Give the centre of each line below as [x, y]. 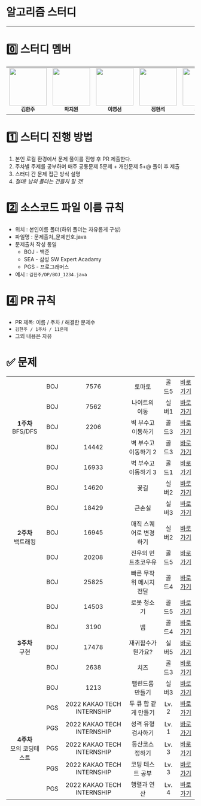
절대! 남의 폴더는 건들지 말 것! [49, 181]
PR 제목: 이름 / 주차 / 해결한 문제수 [55, 322]
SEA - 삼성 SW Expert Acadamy [63, 259]
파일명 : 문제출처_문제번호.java [51, 237]
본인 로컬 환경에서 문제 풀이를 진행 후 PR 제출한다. [73, 159]
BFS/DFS [25, 431]
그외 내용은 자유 [33, 336]
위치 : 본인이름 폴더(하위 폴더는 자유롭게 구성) [68, 229]
